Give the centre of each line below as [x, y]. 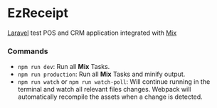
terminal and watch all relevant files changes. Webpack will [104, 90]
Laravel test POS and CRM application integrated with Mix [92, 33]
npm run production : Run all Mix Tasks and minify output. [101, 74]
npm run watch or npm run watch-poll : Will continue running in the [114, 82]
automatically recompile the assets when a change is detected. [110, 97]
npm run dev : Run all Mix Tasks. [64, 67]
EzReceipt [38, 13]
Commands [28, 51]
